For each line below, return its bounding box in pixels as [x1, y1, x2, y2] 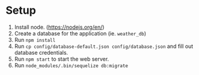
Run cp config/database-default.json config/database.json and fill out [14, 43, 194, 50]
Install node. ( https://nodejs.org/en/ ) [14, 23, 105, 31]
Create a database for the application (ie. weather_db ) [14, 29, 147, 37]
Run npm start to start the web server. [14, 55, 109, 62]
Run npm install [14, 36, 56, 43]
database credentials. [14, 49, 69, 56]
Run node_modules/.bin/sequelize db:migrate [14, 61, 129, 69]
